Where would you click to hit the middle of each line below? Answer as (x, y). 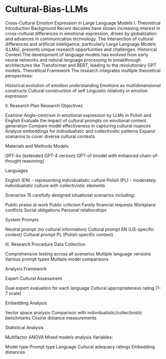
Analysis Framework (26, 269)
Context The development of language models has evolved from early (77, 54)
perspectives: (19, 76)
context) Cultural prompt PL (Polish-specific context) (59, 234)
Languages (17, 171)
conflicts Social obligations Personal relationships (56, 210)
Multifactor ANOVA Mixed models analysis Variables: (59, 337)
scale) (15, 293)
